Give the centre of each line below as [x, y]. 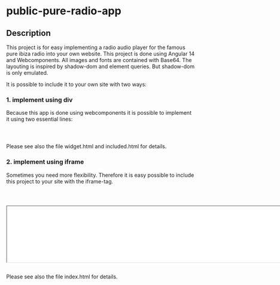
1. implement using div [39, 100]
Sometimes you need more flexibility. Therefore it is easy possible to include [100, 175]
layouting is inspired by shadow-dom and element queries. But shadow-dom [101, 66]
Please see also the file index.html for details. [62, 277]
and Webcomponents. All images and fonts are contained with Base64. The [99, 60]
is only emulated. [27, 73]
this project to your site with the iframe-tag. [60, 181]
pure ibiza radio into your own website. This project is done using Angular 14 [101, 54]
